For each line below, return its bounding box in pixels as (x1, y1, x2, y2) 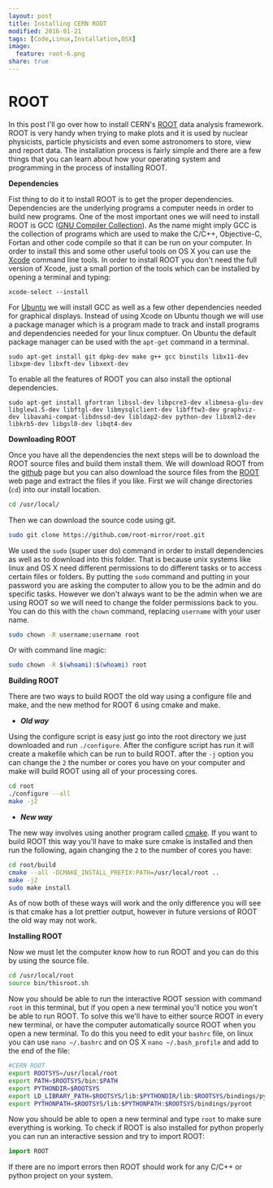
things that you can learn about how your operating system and (8, 154, 221, 164)
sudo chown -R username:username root (8, 631, 140, 639)
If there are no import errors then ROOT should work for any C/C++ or (8, 1162, 242, 1172)
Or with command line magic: (8, 645, 107, 655)
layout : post (8, 11, 53, 20)
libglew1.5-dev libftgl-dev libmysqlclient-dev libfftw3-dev (8, 405, 220, 414)
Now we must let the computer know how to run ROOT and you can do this (8, 947, 259, 957)
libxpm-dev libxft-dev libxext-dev (8, 359, 129, 367)
